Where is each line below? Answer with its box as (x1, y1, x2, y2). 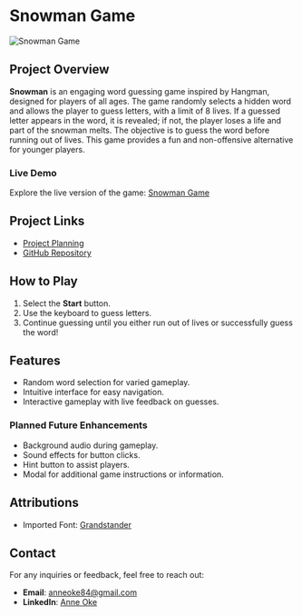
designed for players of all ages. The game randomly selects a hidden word (9, 95, 292, 106)
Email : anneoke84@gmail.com (22, 587, 138, 598)
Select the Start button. (22, 297, 112, 309)
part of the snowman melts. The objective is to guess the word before (9, 124, 270, 135)
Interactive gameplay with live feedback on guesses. (22, 396, 219, 407)
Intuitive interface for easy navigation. (22, 387, 165, 398)
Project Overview (9, 62, 110, 77)
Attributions (9, 495, 80, 511)
